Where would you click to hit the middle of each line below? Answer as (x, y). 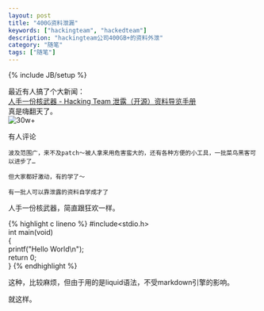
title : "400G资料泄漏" (43, 23)
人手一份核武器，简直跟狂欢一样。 (64, 208)
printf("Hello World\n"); (46, 249)
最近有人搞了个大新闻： (46, 91)
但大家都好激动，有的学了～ (47, 177)
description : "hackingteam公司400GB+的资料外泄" (86, 38)
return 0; (23, 257)
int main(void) (31, 232)
